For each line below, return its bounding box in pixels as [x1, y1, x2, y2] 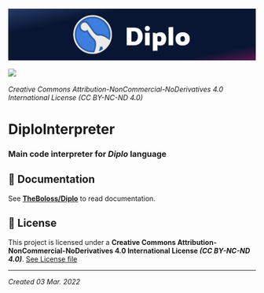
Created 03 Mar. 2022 [8, 276, 81, 286]
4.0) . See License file [8, 254, 78, 264]
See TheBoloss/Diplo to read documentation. [8, 194, 156, 203]
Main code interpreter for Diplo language [8, 148, 167, 159]
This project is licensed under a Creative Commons [8, 237, 177, 247]
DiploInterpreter [8, 121, 115, 139]
